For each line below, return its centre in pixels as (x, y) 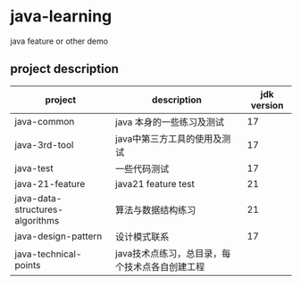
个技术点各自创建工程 (160, 266)
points (28, 265)
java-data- (38, 198)
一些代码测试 (142, 168)
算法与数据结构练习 (156, 209)
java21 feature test (155, 183)
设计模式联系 (142, 236)
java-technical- (48, 254)
